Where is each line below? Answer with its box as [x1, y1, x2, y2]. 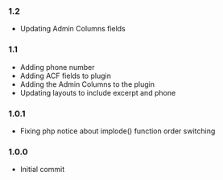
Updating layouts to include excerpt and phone [19, 88, 176, 97]
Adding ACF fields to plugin [19, 71, 111, 80]
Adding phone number [19, 62, 95, 72]
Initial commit [19, 165, 65, 174]
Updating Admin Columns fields [19, 24, 126, 34]
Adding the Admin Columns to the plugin [19, 79, 155, 89]
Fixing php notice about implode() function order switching [19, 126, 216, 136]
